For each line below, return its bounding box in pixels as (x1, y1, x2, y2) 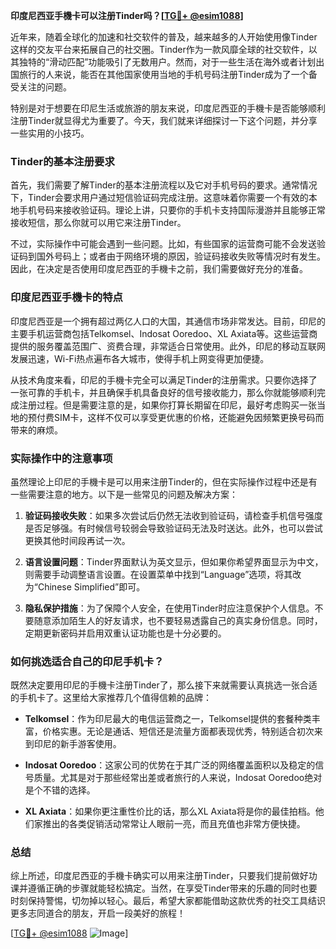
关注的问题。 (18, 81, 72, 93)
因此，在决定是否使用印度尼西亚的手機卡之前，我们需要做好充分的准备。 (10, 263, 308, 275)
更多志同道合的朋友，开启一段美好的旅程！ (10, 907, 186, 919)
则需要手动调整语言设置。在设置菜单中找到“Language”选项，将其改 (24, 568, 302, 580)
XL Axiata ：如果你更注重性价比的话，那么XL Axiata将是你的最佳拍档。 (24, 805, 316, 818)
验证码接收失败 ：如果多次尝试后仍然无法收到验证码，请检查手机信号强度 (24, 509, 323, 521)
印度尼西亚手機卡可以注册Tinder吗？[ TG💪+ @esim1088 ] (10, 10, 244, 21)
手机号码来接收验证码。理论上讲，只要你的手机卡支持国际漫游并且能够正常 (18, 204, 326, 216)
